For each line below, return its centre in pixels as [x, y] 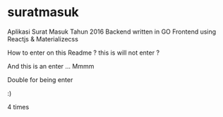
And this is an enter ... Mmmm [51, 66]
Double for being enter [40, 80]
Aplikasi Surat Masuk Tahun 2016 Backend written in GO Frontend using [112, 32]
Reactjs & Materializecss [43, 39]
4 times [18, 106]
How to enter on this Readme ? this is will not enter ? [84, 53]
